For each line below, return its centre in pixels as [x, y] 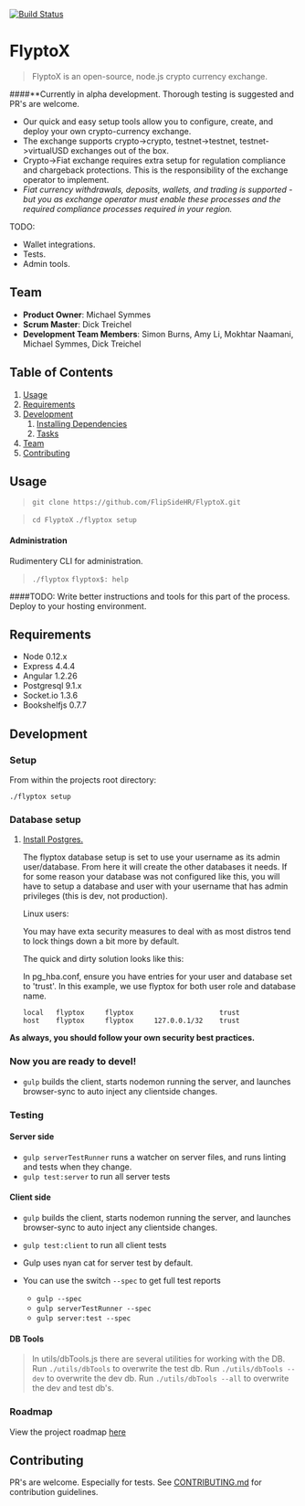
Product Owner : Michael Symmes [87, 315]
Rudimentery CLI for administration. [76, 561]
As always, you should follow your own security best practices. [132, 1038]
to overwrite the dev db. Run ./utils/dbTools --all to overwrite [168, 1378]
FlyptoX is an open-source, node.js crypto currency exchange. [149, 76]
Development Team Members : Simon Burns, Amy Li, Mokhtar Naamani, [158, 334]
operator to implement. [66, 179]
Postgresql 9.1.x [52, 686]
